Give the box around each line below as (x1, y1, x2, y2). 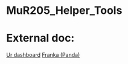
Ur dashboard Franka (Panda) (6, 51, 80, 59)
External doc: (6, 31, 75, 45)
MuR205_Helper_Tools (6, 4, 123, 18)
